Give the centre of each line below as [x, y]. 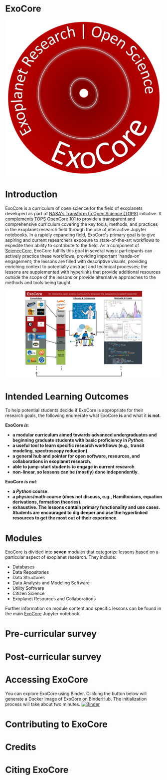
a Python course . [30, 491]
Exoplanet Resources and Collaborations [54, 599]
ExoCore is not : [21, 482]
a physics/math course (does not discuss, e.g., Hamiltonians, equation [87, 497]
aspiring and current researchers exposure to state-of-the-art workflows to [83, 240]
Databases [23, 567]
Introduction [31, 195]
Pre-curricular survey [51, 634]
